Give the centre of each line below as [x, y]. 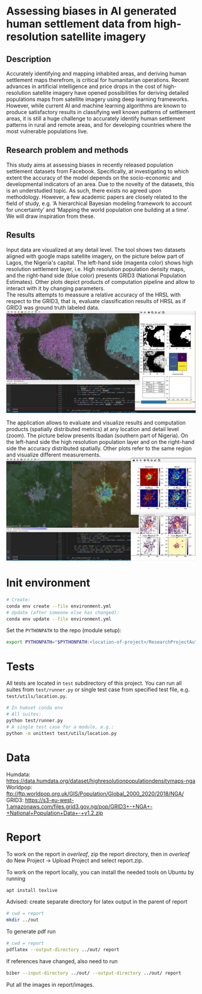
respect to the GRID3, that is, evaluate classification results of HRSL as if [96, 301]
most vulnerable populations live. [47, 131]
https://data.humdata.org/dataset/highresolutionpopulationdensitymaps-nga [101, 781]
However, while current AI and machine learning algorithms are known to [96, 106]
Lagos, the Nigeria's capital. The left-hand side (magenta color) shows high [100, 262]
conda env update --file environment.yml [59, 619]
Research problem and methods [67, 150]
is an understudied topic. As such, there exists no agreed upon [84, 190]
